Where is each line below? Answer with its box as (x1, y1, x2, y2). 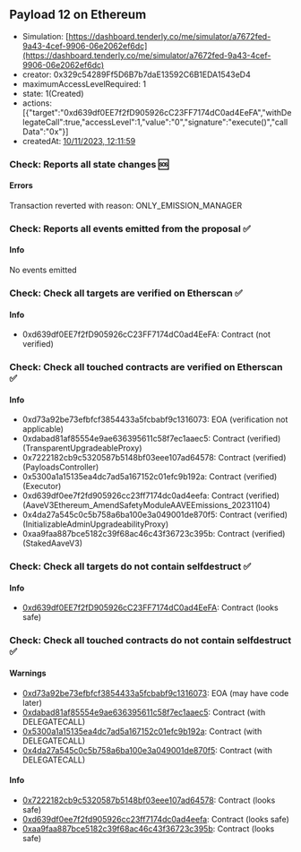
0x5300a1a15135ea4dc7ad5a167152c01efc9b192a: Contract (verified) (21, 471, 278, 482)
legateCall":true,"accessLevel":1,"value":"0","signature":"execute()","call (21, 116, 288, 127)
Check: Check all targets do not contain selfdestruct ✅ (9, 560, 252, 572)
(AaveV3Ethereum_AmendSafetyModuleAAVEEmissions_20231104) (21, 500, 271, 511)
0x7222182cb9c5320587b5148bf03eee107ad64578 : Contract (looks (21, 795, 276, 805)
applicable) (21, 424, 64, 435)
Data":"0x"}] (21, 125, 69, 137)
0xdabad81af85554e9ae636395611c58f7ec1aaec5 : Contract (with (21, 707, 266, 718)
